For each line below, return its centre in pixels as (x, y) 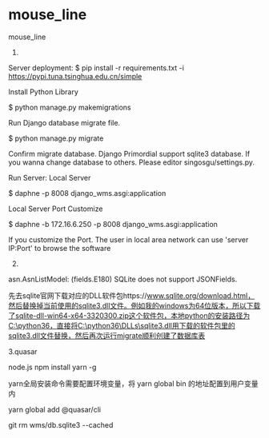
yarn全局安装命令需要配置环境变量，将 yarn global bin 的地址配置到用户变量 (133, 383)
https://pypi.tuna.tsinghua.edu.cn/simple (75, 76)
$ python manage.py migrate (56, 138)
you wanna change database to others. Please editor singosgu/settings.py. (131, 162)
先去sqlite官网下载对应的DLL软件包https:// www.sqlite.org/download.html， (131, 295)
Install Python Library (43, 92)
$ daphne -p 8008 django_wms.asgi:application (87, 193)
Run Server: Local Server (50, 177)
